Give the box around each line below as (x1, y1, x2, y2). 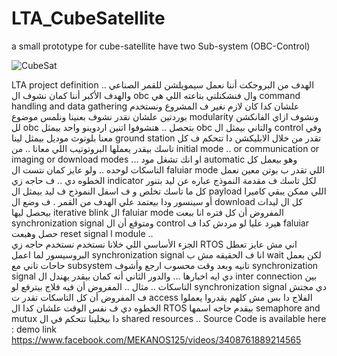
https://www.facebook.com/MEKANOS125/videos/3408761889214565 (11, 333, 302, 346)
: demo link (11, 323, 58, 335)
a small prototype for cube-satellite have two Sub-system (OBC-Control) (11, 40, 311, 52)
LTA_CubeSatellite (11, 7, 166, 30)
